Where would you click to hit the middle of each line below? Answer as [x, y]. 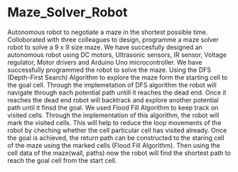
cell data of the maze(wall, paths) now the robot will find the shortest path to [119, 153]
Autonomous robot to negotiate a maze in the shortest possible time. [108, 32]
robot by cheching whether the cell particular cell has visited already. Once [117, 130]
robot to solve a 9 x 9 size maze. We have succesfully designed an [105, 47]
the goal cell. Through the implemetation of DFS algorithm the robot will [112, 85]
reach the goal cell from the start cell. [62, 160]
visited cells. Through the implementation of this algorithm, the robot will [113, 115]
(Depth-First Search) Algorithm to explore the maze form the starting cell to [118, 77]
